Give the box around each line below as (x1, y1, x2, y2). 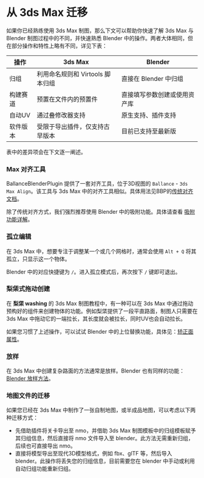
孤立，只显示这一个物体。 (6, 255, 70, 262)
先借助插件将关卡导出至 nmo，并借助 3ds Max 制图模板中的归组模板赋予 (15, 427, 196, 434)
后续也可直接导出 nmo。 (15, 442, 76, 449)
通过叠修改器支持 (36, 111, 86, 119)
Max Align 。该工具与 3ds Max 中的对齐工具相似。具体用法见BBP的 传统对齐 (6, 188, 194, 195)
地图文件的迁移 (6, 392, 50, 400)
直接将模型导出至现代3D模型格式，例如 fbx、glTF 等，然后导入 (15, 450, 172, 457)
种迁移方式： (6, 414, 38, 421)
